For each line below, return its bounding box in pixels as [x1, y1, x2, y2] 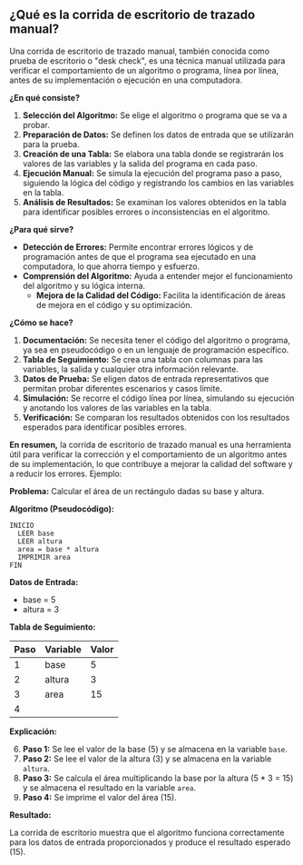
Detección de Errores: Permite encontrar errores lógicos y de [22, 241, 254, 253]
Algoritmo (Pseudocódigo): [9, 503, 115, 514]
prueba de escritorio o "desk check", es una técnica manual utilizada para [9, 55, 286, 66]
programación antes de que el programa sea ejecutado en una [22, 251, 257, 262]
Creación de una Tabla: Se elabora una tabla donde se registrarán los [22, 148, 284, 159]
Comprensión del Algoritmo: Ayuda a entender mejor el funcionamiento [22, 270, 293, 281]
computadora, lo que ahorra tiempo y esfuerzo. [22, 261, 200, 272]
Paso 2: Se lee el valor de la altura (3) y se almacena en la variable [22, 753, 272, 764]
